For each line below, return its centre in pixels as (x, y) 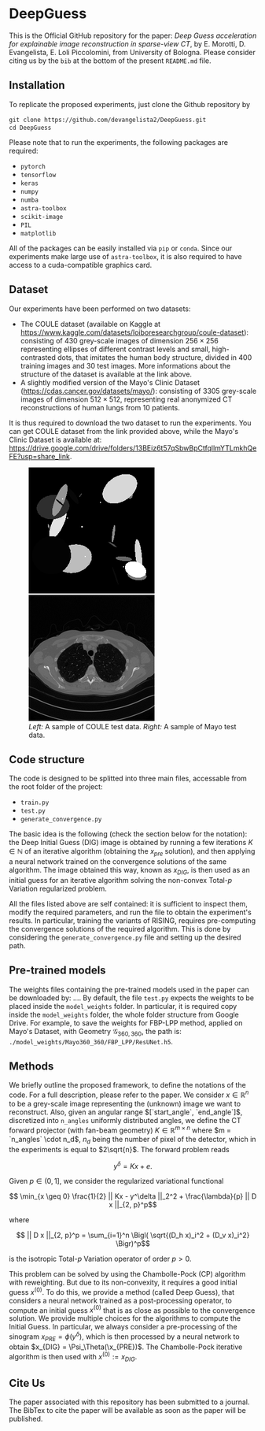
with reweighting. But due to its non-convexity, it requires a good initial (123, 1283)
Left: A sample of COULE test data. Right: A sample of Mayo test (132, 726)
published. (26, 1419)
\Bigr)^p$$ (133, 1244)
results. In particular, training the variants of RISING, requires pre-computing (132, 920)
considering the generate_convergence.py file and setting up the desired (125, 937)
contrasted (38, 357)
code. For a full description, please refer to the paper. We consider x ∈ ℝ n (129, 1094)
